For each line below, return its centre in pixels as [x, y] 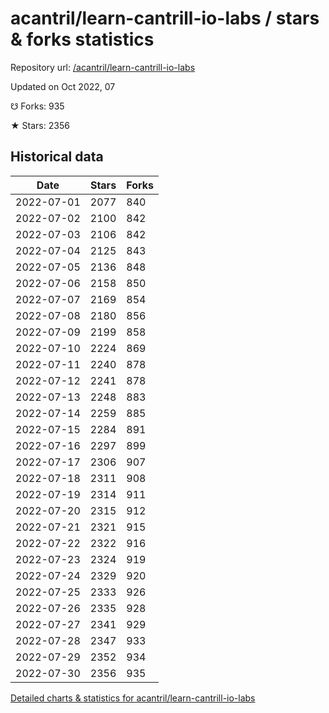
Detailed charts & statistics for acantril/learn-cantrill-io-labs [133, 698]
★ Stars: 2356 [40, 125]
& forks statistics [82, 39]
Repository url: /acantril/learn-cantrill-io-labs [103, 67]
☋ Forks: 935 [37, 106]
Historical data [57, 157]
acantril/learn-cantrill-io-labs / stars [165, 18]
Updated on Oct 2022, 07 [63, 86]
